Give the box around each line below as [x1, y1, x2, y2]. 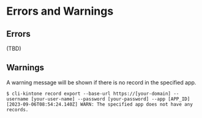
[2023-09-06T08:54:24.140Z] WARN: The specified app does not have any [6, 101, 193, 108]
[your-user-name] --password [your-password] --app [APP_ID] [31, 96, 190, 102]
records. [6, 106, 29, 112]
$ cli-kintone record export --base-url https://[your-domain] [6, 90, 171, 97]
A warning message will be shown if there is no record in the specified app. [6, 78, 196, 86]
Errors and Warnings [6, 4, 114, 18]
